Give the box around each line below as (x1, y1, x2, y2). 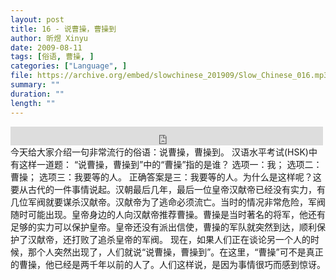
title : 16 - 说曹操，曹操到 (10, 24, 117, 34)
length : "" (10, 98, 56, 108)
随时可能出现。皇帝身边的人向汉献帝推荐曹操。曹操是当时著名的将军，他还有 (10, 208, 326, 220)
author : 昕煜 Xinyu (10, 33, 89, 43)
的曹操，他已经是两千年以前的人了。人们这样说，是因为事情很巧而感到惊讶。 (10, 258, 326, 270)
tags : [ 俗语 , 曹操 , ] (10, 52, 95, 62)
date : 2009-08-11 (10, 42, 83, 53)
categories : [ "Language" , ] (10, 61, 128, 71)
